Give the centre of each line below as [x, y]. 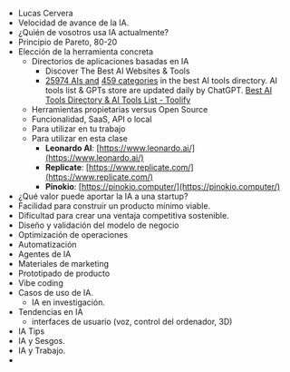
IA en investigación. [68, 302]
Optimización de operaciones [73, 235]
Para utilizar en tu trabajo [78, 129]
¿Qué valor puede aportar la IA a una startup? [103, 196]
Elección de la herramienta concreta [86, 52]
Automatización [47, 245]
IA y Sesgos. [41, 341]
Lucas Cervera [46, 13]
